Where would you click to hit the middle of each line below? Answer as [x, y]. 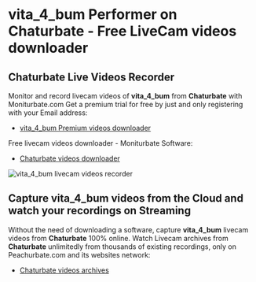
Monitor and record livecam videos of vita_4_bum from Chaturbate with [125, 96]
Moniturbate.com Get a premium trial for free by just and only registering [126, 104]
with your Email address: [48, 113]
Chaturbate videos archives [64, 270]
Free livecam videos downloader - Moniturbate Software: [101, 143]
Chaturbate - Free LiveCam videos [123, 31]
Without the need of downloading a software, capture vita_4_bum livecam [128, 229]
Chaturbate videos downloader [69, 158]
